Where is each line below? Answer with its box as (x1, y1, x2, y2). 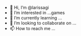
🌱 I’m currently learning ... (9, 15, 62, 20)
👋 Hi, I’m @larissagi (9, 5, 49, 10)
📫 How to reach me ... (9, 26, 55, 31)
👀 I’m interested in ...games (9, 10, 65, 16)
